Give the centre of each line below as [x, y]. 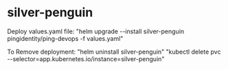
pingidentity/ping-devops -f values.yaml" [65, 38]
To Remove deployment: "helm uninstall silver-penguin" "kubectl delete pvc [114, 52]
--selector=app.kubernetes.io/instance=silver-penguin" [86, 58]
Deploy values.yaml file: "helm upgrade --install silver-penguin [96, 31]
